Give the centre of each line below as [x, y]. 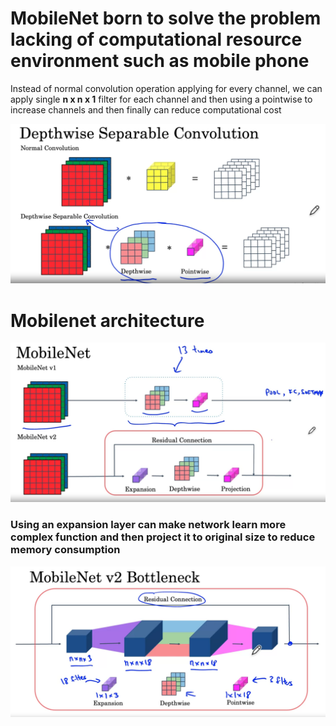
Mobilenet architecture [107, 320]
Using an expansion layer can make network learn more [148, 525]
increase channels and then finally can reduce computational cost [146, 109]
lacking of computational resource [156, 39]
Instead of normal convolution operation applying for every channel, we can [166, 88]
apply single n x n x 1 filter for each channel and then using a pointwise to [161, 99]
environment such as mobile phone [160, 61]
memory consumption [65, 550]
